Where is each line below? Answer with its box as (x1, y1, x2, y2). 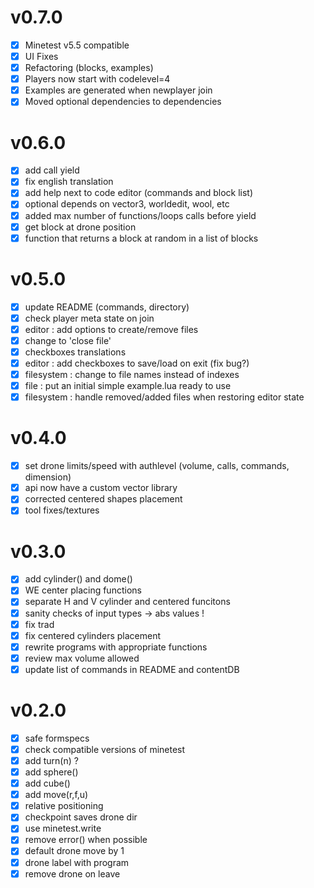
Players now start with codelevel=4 (24, 73, 171, 85)
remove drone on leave (24, 867, 121, 880)
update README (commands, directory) (24, 301, 190, 313)
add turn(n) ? (24, 754, 79, 766)
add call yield (24, 164, 80, 176)
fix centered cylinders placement (24, 629, 161, 641)
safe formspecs (24, 732, 90, 744)
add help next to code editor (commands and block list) (24, 187, 254, 199)
